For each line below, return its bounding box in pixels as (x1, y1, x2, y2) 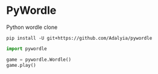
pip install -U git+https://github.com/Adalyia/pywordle (6, 35, 153, 41)
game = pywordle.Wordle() (6, 57, 71, 63)
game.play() (6, 62, 36, 68)
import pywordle (6, 46, 47, 52)
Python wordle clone (6, 23, 58, 31)
